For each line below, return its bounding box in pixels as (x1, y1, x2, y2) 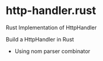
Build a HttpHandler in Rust (6, 35, 74, 43)
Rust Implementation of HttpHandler (6, 24, 97, 31)
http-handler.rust (6, 4, 96, 18)
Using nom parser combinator (14, 47, 91, 55)
